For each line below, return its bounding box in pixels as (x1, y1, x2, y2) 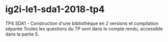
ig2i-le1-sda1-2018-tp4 (5, 4, 105, 15)
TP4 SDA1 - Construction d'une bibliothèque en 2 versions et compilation (5, 20, 159, 26)
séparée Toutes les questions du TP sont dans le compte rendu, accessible (5, 25, 163, 31)
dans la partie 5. (5, 31, 39, 37)
